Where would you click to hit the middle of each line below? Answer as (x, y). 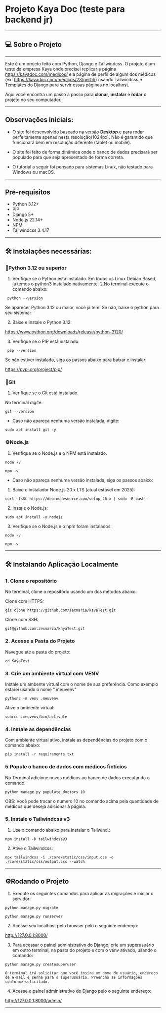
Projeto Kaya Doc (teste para (65, 9)
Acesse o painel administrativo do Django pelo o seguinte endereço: (82, 991)
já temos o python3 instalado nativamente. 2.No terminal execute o (81, 284)
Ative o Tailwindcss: (33, 848)
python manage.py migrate (32, 907)
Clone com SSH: (22, 620)
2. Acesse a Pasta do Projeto (40, 641)
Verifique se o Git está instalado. (45, 393)
